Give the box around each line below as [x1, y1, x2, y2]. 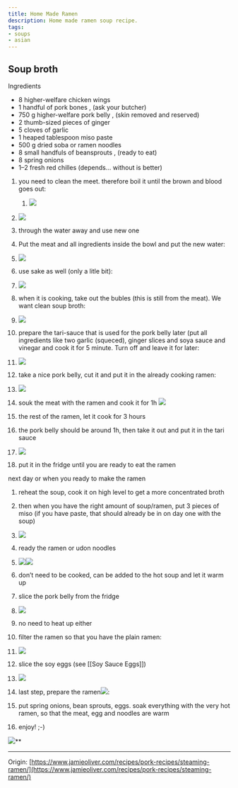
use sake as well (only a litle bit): [18, 266, 113, 275]
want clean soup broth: [18, 301, 86, 310]
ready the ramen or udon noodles [18, 544, 116, 552]
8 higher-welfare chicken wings [18, 95, 111, 103]
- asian [8, 37, 31, 44]
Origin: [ [8, 758, 32, 766]
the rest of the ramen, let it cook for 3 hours [18, 412, 146, 420]
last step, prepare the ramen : [18, 687, 110, 696]
